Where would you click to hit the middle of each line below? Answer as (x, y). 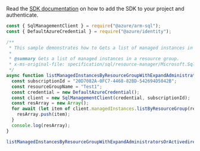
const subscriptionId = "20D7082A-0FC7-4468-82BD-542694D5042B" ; (94, 81)
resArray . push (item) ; (43, 115)
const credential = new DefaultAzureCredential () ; (76, 92)
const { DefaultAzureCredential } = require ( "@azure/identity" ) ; (89, 31)
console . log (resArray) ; (41, 125)
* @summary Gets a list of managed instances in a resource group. (94, 59)
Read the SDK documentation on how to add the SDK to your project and (95, 9)
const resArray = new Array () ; (50, 103)
